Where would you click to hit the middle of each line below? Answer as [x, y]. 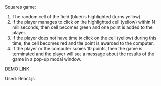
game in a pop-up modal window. [46, 59]
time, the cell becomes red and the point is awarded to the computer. [83, 43]
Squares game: [21, 7]
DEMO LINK [17, 69]
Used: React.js [20, 78]
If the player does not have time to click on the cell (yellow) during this [84, 38]
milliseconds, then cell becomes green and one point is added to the [82, 27]
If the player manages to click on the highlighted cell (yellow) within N [83, 22]
